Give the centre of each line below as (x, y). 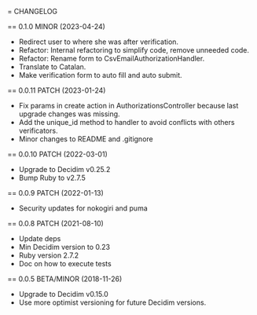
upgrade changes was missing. (69, 114)
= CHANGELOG (33, 11)
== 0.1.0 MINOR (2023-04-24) (56, 26)
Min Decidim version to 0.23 (64, 247)
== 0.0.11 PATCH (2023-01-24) (57, 90)
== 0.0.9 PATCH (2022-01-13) (55, 193)
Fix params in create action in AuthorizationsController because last (128, 106)
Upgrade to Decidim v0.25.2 (64, 169)
